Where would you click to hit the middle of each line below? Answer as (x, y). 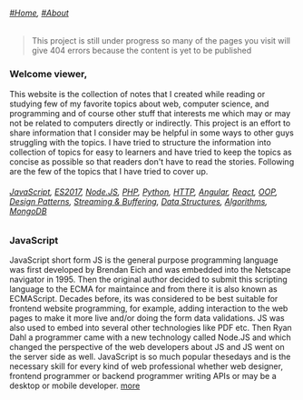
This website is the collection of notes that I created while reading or (137, 94)
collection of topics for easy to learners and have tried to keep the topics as (151, 152)
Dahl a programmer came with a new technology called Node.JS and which (151, 337)
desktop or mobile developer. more (75, 385)
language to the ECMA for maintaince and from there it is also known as (144, 289)
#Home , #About (39, 13)
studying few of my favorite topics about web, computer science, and (139, 104)
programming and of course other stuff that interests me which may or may (150, 113)
